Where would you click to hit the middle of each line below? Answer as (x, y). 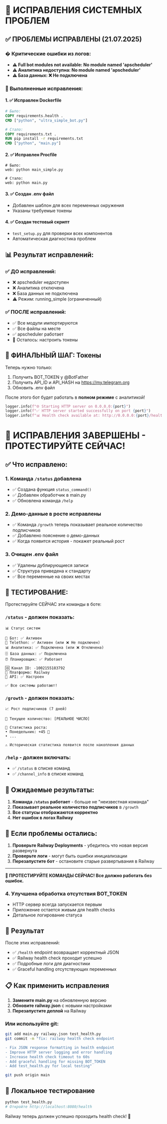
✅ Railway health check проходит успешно (57, 958)
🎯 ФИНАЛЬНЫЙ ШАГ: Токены (53, 355)
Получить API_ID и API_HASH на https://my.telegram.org (71, 382)
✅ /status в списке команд (41, 768)
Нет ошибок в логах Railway (43, 818)
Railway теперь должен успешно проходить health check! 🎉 (68, 1116)
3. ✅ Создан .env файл (30, 194)
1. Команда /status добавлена (43, 478)
